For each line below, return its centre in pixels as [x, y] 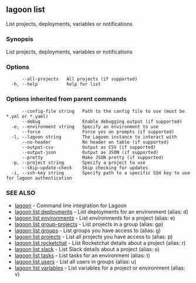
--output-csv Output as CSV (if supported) [89, 147]
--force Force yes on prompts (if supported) [98, 132]
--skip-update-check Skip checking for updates [85, 168]
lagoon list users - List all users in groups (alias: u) [75, 262]
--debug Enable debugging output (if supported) [102, 122]
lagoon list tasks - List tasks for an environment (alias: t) [82, 255]
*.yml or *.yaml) [27, 116]
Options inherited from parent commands [67, 99]
